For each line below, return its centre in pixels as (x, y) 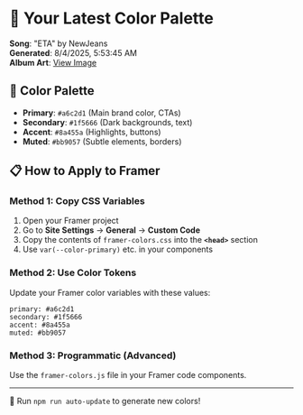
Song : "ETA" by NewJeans (59, 43)
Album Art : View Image (53, 62)
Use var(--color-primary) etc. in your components (118, 249)
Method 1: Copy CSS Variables (78, 201)
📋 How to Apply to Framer (85, 171)
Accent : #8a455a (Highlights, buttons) (92, 132)
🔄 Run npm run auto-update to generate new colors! (105, 401)
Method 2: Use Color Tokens (73, 272)
